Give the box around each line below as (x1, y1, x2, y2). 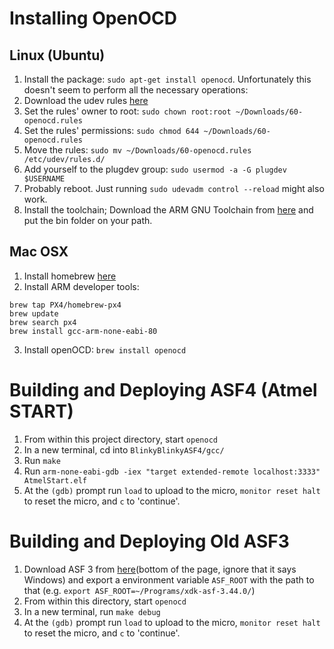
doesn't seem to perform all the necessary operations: (23, 84, 249, 96)
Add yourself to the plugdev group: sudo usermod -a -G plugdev (23, 163, 287, 175)
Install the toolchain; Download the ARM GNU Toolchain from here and (23, 204, 314, 216)
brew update (9, 308, 59, 319)
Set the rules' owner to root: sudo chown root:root (23, 105, 232, 117)
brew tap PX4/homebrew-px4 (9, 300, 122, 310)
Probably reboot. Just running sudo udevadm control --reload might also (23, 183, 325, 194)
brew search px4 (9, 317, 77, 327)
